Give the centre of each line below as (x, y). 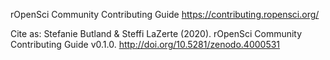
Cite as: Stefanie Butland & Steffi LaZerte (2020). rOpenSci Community (156, 33)
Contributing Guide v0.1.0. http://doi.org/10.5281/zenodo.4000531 (145, 44)
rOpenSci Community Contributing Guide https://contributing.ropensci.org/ (165, 14)
